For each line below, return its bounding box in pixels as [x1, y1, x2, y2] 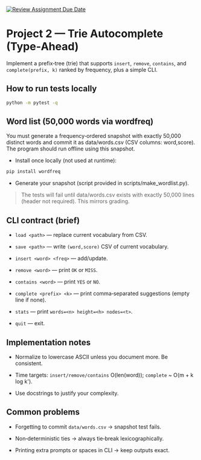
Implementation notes [6, 337, 91, 348]
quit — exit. [14, 320, 45, 327]
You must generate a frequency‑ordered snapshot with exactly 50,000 [6, 132, 181, 140]
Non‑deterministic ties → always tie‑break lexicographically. [14, 435, 164, 442]
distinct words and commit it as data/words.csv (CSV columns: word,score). [6, 139, 196, 146]
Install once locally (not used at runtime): [14, 157, 116, 164]
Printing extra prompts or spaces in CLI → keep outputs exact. [14, 446, 170, 453]
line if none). [14, 296, 46, 303]
